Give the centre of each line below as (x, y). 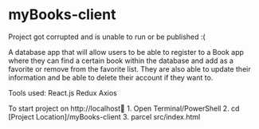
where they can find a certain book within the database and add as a (121, 61)
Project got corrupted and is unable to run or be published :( (107, 37)
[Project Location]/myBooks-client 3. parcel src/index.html (104, 116)
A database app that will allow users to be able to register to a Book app (126, 52)
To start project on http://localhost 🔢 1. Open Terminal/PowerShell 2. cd (124, 108)
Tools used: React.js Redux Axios (63, 92)
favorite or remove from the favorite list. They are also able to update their (129, 68)
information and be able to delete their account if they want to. (111, 77)
